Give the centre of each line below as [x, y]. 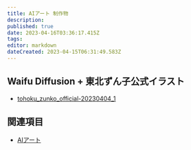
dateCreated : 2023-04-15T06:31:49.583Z [64, 52]
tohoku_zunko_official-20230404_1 [66, 98]
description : [26, 20]
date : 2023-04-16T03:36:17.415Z [53, 33]
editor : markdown [32, 45]
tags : [15, 39]
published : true [30, 26]
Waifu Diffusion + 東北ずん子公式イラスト [96, 82]
